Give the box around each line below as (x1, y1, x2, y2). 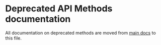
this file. (5, 35, 22, 41)
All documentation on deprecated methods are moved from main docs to (5, 30, 156, 36)
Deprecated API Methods (5, 3, 113, 14)
